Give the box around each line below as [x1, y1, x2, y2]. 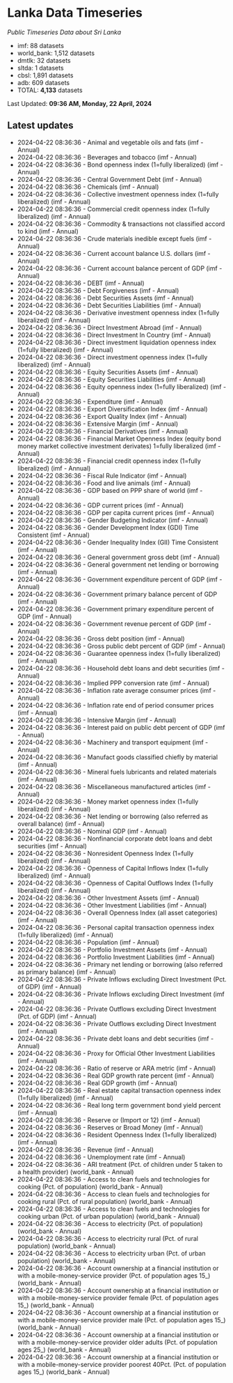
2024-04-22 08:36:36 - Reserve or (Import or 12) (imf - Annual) [17, 1115, 200, 1124]
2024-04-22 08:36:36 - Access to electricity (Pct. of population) [17, 1219, 203, 1228]
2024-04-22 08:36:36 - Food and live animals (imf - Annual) [17, 479, 191, 487]
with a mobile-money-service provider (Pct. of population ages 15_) [17, 1271, 211, 1280]
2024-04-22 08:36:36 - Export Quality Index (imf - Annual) [17, 412, 187, 420]
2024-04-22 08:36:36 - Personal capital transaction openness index [17, 923, 214, 931]
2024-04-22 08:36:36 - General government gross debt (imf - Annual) [17, 553, 220, 561]
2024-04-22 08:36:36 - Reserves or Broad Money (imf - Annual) [17, 1123, 204, 1131]
